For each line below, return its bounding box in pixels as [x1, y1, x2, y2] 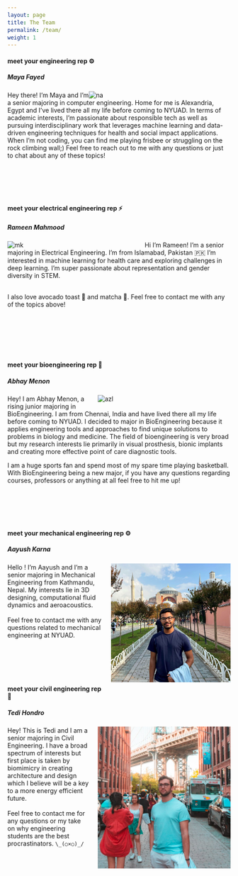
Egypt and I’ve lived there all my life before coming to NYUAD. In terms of [7, 106, 222, 114]
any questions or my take [7, 816, 81, 826]
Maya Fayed [7, 73, 45, 82]
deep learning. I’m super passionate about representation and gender [7, 264, 210, 272]
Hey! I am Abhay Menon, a [7, 394, 85, 403]
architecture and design [7, 772, 77, 780]
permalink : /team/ [7, 26, 62, 33]
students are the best [7, 832, 69, 841]
